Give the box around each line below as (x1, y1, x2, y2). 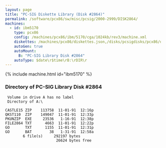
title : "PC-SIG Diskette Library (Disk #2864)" (5, 12, 105, 17)
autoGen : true (14, 44, 43, 49)
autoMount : (14, 48, 37, 53)
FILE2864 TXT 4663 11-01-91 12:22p (5, 120, 94, 126)
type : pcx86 (14, 30, 39, 35)
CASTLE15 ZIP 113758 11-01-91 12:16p (5, 108, 94, 112)
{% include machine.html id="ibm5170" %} (5, 71, 92, 77)
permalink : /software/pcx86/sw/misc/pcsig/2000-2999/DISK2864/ (5, 16, 138, 21)
